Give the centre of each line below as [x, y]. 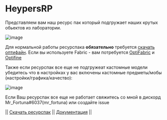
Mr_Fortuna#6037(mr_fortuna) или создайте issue [57, 102]
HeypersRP [29, 9]
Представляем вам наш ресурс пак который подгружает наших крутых [82, 22]
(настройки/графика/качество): [39, 78]
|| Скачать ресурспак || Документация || [49, 112]
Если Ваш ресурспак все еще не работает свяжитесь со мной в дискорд [83, 97]
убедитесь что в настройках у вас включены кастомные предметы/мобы [83, 72]
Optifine [13, 57]
